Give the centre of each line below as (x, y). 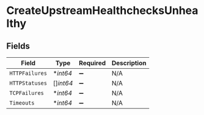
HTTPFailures (28, 73)
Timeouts (22, 103)
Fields (18, 46)
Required (93, 63)
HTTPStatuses (28, 83)
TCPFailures (27, 93)
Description (129, 63)
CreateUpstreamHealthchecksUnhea (102, 11)
